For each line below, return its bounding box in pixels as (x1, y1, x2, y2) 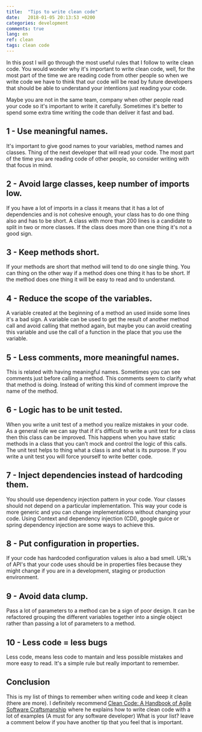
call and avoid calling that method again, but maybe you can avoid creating (6, 322, 192, 330)
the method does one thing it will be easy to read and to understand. (6, 276, 176, 283)
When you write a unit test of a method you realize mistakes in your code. (6, 420, 189, 428)
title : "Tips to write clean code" (6, 8, 98, 15)
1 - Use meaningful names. (6, 126, 108, 137)
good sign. (6, 230, 33, 237)
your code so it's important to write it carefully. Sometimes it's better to (6, 102, 183, 109)
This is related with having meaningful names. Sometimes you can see (6, 368, 181, 375)
